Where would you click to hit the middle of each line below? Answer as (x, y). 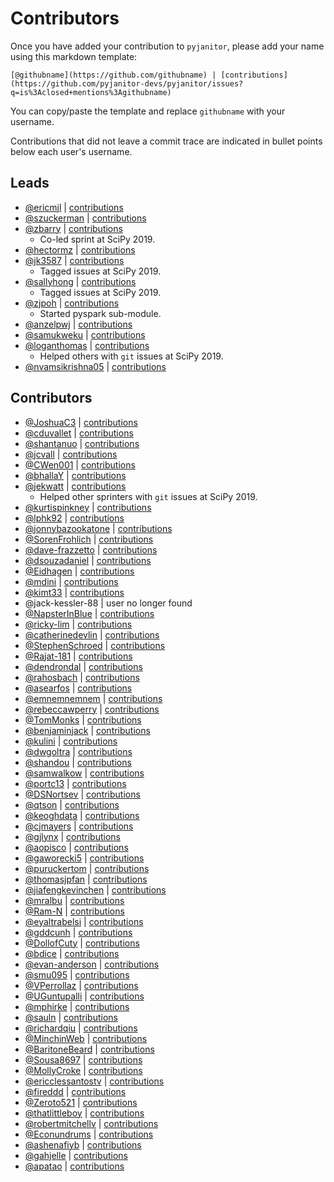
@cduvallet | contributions (79, 433)
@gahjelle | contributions (76, 1155)
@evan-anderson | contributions (92, 964)
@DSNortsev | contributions (82, 794)
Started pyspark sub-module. (100, 313)
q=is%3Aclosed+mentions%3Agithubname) (91, 92)
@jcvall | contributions (71, 454)
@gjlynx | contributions (72, 836)
